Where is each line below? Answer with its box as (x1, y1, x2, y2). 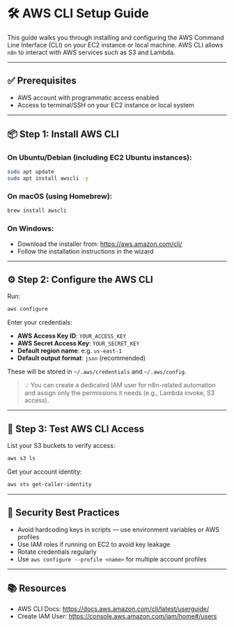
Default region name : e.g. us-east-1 (17, 346, 122, 355)
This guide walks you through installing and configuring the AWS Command (7, 33, 224, 42)
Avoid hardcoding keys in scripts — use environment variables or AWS (17, 525, 220, 534)
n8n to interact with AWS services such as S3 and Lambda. (7, 48, 175, 56)
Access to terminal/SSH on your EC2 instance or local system (17, 100, 195, 109)
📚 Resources (7, 582, 67, 594)
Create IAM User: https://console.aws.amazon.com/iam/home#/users (17, 612, 217, 620)
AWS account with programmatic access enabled (17, 93, 159, 102)
